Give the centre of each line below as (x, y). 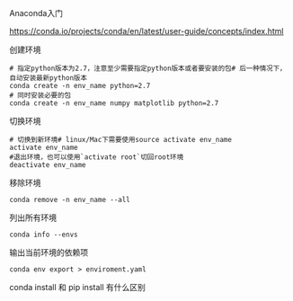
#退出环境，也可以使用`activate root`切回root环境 (97, 157)
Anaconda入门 (36, 13)
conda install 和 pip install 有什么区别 (78, 287)
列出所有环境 (33, 217)
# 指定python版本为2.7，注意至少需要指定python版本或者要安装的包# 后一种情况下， (148, 68)
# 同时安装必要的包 (40, 95)
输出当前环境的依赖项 (49, 252)
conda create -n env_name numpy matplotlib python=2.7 (114, 103)
